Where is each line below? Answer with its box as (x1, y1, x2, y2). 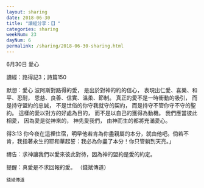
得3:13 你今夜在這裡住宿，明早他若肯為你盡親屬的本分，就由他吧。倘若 (6, 129, 184, 137)
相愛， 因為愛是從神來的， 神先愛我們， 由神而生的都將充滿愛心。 (6, 117, 171, 124)
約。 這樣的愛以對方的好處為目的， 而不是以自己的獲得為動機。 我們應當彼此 (6, 109, 198, 117)
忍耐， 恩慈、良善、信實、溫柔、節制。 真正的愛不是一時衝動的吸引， (16, 94, 191, 101)
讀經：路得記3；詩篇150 (6, 73, 67, 81)
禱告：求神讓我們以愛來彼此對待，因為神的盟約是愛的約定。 (6, 150, 156, 157)
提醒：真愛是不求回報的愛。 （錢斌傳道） (6, 163, 110, 171)
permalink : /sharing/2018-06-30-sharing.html (6, 43, 124, 49)
